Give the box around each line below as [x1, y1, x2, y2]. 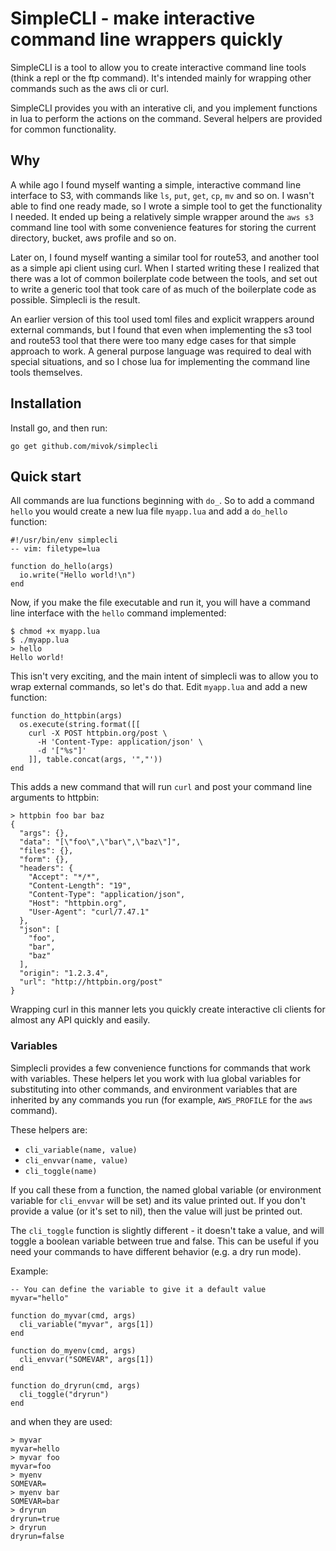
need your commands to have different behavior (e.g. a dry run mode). [10, 1245, 302, 1257]
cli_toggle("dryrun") [19, 1389, 110, 1399]
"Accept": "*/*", [28, 872, 101, 882]
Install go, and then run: [10, 422, 108, 434]
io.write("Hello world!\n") [19, 570, 137, 581]
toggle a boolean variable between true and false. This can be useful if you [10, 1235, 319, 1247]
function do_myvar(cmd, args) [10, 1310, 137, 1321]
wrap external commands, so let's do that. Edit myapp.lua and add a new [10, 681, 308, 693]
